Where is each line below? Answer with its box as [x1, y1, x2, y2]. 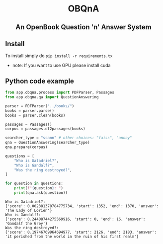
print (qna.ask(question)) [14, 190, 68, 195]
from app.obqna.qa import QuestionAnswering [5, 95, 99, 100]
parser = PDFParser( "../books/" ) [5, 103, 75, 108]
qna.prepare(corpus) [5, 145, 48, 150]
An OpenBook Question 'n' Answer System [15, 23, 152, 31]
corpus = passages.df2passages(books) [5, 126, 85, 132]
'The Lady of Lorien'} [5, 208, 52, 213]
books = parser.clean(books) [5, 113, 66, 118]
